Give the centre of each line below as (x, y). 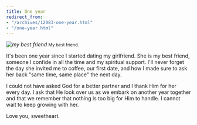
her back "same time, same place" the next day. (64, 75)
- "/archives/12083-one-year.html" (50, 22)
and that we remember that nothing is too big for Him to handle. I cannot (93, 99)
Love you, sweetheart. (33, 116)
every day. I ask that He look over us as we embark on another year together (98, 92)
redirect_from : (25, 17)
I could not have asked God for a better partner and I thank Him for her (91, 86)
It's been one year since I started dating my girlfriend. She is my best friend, (98, 56)
